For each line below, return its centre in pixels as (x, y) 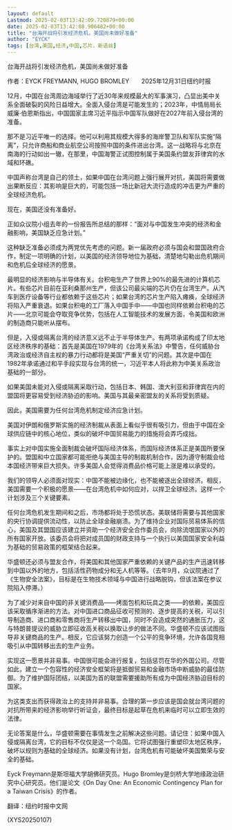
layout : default (30, 14)
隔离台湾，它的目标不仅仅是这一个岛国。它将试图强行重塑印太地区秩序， (122, 742)
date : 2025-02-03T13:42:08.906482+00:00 (66, 26)
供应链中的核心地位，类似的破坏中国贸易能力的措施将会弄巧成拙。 (107, 433)
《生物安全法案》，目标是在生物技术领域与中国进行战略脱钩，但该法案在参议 (115, 579)
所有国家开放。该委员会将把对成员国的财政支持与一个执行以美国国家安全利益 (116, 538)
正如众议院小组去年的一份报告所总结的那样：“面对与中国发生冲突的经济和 (112, 224)
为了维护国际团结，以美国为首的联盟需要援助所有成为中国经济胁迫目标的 (122, 678)
